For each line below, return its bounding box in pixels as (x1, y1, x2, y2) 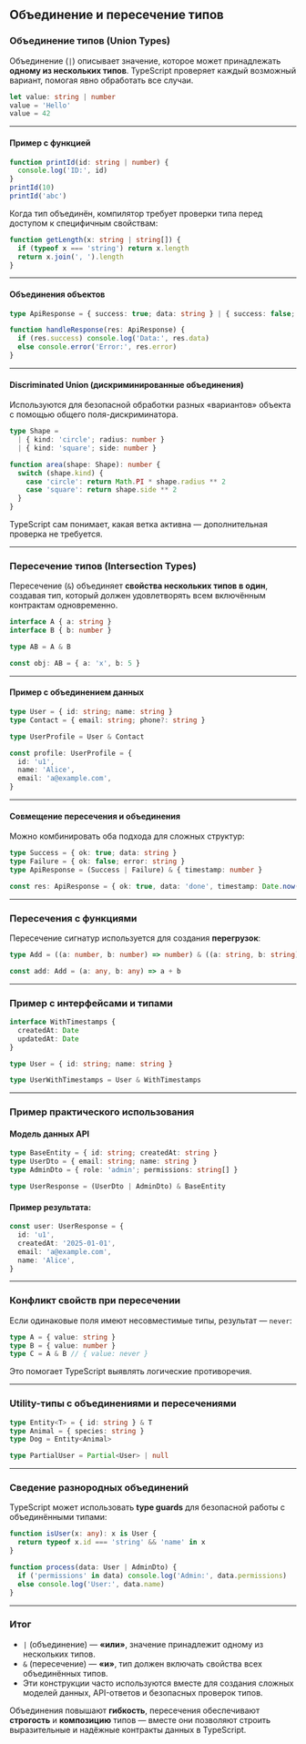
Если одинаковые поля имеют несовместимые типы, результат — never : (9, 1315, 293, 1326)
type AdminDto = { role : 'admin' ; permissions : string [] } (9, 1166, 239, 1175)
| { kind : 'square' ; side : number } (17, 444, 157, 453)
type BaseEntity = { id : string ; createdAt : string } (9, 1148, 219, 1158)
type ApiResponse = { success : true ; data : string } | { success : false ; (9, 309, 296, 318)
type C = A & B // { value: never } (9, 1350, 148, 1359)
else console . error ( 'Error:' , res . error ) (17, 342, 178, 352)
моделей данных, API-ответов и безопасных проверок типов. (22, 1687, 263, 1698)
